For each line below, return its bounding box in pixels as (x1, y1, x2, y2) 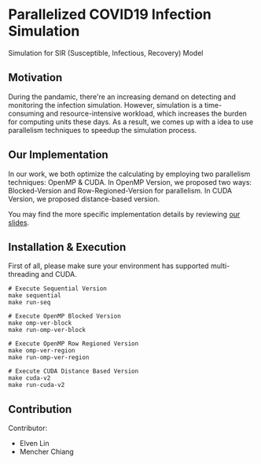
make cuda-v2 (8, 374, 51, 382)
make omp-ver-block (8, 319, 72, 327)
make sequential (8, 292, 61, 300)
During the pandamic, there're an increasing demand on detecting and (8, 92, 236, 101)
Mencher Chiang (19, 447, 75, 457)
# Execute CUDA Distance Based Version (8, 367, 139, 375)
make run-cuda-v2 (8, 381, 65, 389)
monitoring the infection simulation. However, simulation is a (8, 100, 203, 109)
